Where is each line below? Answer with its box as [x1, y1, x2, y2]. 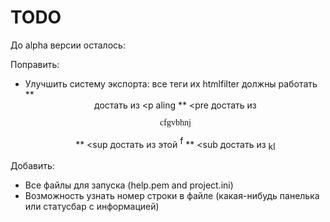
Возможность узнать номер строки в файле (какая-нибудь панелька [24, 190, 320, 202]
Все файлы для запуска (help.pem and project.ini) [24, 179, 234, 191]
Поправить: [10, 58, 60, 70]
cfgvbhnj [159, 117, 192, 128]
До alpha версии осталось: [10, 39, 126, 51]
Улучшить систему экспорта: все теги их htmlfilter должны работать [24, 77, 318, 90]
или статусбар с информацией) [24, 201, 160, 213]
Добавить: [10, 160, 55, 172]
